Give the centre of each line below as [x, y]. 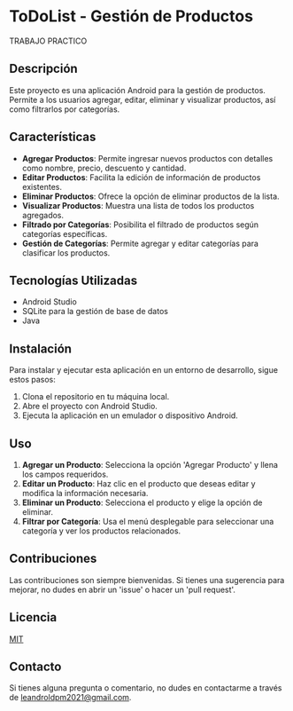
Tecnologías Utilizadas [73, 280]
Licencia [33, 617]
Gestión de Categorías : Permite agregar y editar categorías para [140, 243]
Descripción [43, 69]
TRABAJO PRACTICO [48, 41]
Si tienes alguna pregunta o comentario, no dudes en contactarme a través [146, 688]
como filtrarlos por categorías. [65, 109]
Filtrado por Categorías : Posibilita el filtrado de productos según [140, 225]
